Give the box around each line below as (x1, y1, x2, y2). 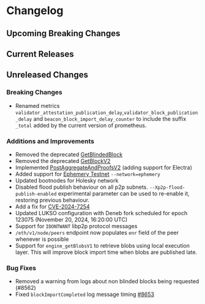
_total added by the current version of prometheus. (15, 121, 147, 129)
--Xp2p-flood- (149, 184, 185, 191)
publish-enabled (15, 191, 57, 197)
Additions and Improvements (6, 137, 95, 145)
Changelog (6, 4, 64, 18)
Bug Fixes (6, 264, 37, 272)
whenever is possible (15, 235, 69, 243)
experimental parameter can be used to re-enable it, (58, 189, 190, 197)
